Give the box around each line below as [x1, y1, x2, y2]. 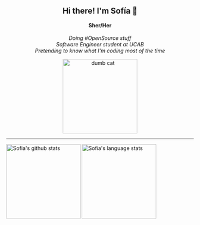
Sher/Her [88, 21, 112, 29]
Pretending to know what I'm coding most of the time [35, 47, 165, 54]
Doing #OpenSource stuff [68, 34, 132, 42]
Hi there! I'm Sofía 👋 [62, 6, 138, 16]
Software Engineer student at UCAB [55, 40, 145, 48]
